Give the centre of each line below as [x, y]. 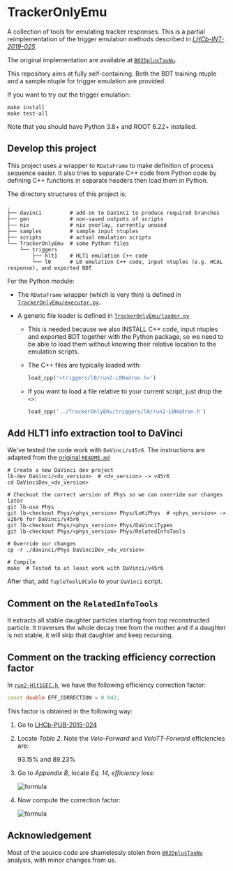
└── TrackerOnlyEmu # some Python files [68, 243]
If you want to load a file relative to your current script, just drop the [125, 391]
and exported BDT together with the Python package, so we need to [126, 336]
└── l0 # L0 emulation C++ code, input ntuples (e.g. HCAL [128, 262]
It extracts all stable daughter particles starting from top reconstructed [108, 620]
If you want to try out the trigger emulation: [69, 95]
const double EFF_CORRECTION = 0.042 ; [63, 697]
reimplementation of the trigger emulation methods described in [99, 39]
